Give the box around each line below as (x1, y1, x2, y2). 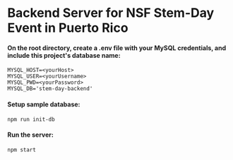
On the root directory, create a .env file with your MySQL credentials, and (7, 44, 227, 52)
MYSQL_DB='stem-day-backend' (7, 85, 93, 92)
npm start (7, 146, 37, 153)
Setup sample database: (7, 100, 80, 109)
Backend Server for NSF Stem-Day (7, 5, 215, 21)
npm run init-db (7, 116, 55, 123)
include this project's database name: (7, 51, 121, 59)
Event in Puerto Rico (7, 20, 129, 36)
